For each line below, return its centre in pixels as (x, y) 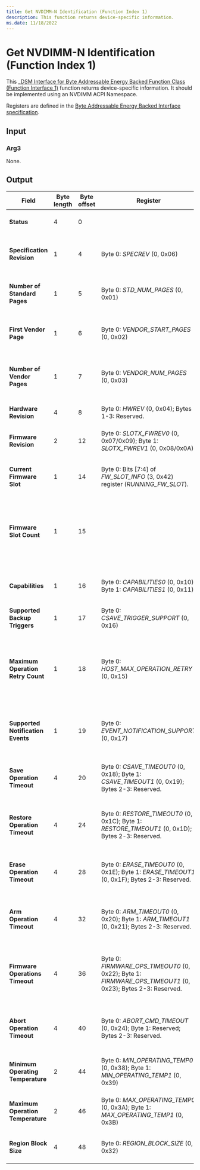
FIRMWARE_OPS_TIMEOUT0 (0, (146, 966)
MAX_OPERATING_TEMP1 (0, (142, 1114)
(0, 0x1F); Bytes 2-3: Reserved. (146, 879)
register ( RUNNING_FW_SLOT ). (145, 484)
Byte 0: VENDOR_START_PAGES (146, 329)
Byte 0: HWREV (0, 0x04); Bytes (146, 408)
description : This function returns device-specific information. (90, 17)
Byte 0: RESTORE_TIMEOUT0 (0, (146, 814)
